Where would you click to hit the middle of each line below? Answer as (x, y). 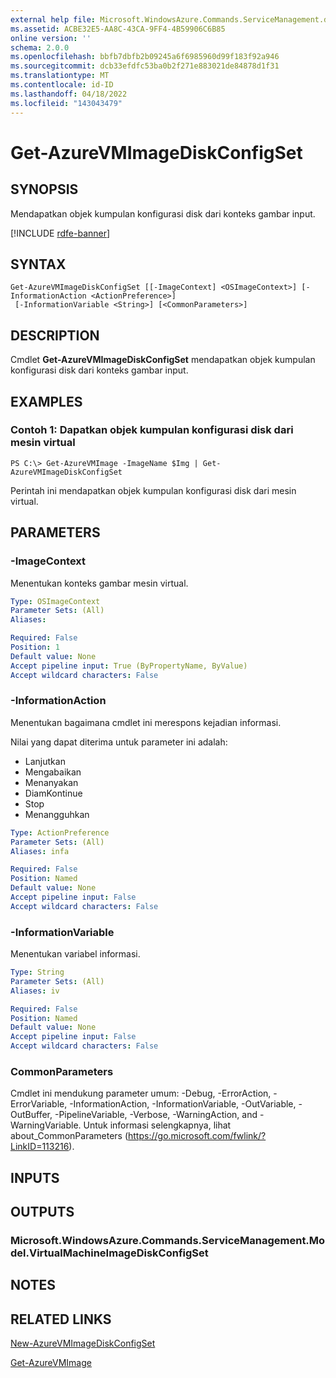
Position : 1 (35, 647)
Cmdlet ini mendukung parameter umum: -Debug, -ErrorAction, (141, 1093)
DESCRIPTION (55, 335)
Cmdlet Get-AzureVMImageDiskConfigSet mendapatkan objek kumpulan (163, 360)
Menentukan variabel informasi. (75, 954)
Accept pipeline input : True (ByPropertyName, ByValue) (129, 666)
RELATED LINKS (61, 1319)
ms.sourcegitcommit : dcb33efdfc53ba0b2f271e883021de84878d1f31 (145, 66)
